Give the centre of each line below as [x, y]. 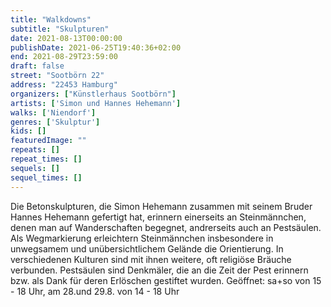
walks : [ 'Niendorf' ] [53, 112]
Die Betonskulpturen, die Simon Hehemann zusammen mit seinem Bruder [161, 206]
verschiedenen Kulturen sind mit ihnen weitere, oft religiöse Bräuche [151, 259]
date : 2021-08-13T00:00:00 [66, 38]
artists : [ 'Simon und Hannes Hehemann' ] [96, 103]
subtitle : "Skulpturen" [60, 29]
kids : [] [28, 131]
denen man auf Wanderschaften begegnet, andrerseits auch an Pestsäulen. [166, 227]
